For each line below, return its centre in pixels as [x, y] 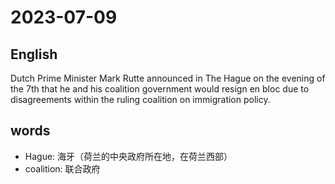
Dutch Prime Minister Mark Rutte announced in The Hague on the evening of [168, 78]
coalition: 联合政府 [62, 168]
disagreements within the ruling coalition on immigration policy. [140, 99]
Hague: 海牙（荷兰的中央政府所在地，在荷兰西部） [128, 156]
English [34, 54]
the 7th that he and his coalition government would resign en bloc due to [160, 89]
